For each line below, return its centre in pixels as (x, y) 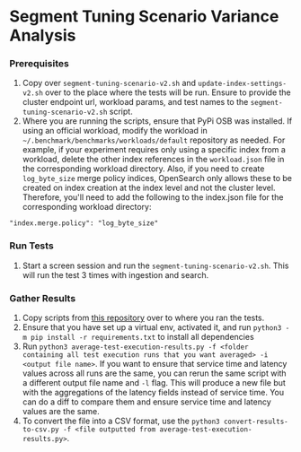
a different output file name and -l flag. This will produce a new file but (154, 383)
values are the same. (61, 412)
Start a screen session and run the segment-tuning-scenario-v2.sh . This (155, 265)
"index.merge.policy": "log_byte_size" (84, 223)
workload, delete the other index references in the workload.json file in (153, 160)
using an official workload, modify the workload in (115, 131)
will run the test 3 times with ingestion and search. (115, 274)
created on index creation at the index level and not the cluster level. (149, 188)
